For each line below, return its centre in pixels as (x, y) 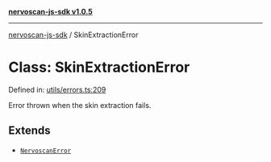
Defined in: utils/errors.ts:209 (57, 89)
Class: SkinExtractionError (99, 67)
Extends (29, 131)
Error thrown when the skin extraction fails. (80, 105)
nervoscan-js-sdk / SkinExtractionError (73, 35)
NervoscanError (46, 151)
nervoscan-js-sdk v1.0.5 (50, 12)
